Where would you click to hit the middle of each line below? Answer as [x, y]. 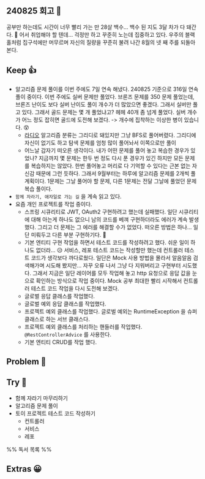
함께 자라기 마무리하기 [42, 398]
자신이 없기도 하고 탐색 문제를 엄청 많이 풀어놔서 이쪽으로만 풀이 [100, 142]
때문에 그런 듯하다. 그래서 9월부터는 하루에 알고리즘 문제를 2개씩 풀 [116, 173]
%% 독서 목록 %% [29, 449]
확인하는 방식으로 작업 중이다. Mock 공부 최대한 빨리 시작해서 [109, 280]
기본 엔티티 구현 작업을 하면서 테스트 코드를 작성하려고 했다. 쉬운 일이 [107, 242]
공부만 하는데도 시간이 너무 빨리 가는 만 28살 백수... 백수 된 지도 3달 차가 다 [96, 27]
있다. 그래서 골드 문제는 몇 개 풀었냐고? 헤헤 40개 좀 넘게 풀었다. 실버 [104, 112]
